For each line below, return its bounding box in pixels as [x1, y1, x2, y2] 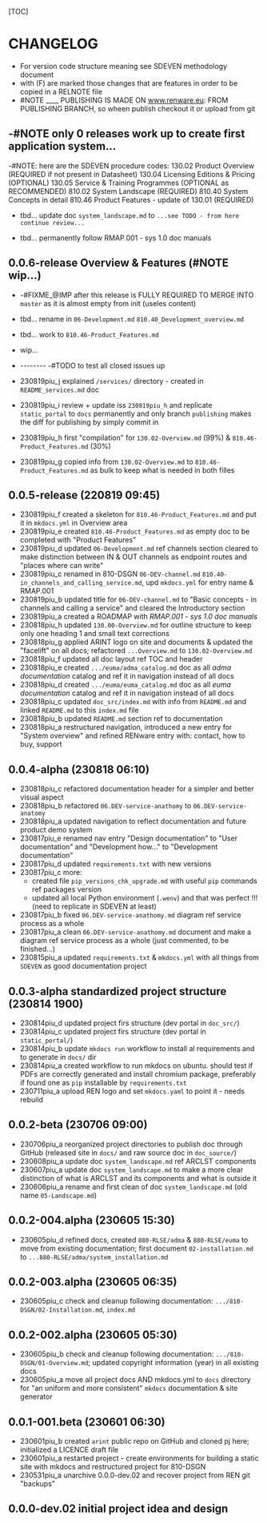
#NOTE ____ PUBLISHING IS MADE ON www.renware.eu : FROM [19, 95, 229, 105]
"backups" [19, 1479, 56, 1489]
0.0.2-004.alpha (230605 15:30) [8, 1214, 176, 1227]
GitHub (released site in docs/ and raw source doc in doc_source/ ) [19, 1147, 237, 1157]
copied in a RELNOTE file [19, 87, 102, 96]
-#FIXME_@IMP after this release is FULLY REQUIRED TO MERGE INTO [19, 290, 254, 300]
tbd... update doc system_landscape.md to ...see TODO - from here [19, 210, 240, 220]
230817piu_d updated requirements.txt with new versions [19, 859, 212, 868]
